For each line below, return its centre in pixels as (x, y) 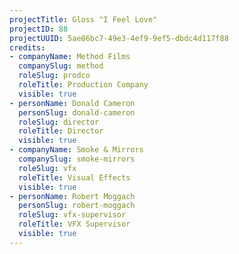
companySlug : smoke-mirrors (77, 159)
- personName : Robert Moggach (72, 196)
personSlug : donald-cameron (77, 112)
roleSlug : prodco (54, 76)
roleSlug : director (59, 122)
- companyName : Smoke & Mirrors (76, 150)
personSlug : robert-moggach (77, 206)
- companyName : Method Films (70, 57)
